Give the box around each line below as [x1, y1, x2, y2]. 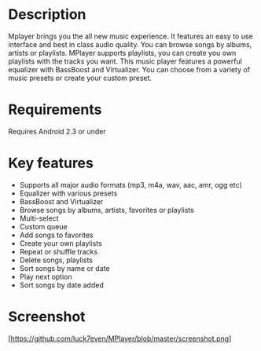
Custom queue [19, 221, 68, 231]
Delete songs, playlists [19, 255, 93, 265]
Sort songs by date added [19, 280, 104, 290]
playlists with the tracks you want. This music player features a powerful [8, 57, 242, 66]
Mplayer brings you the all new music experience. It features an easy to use [8, 31, 253, 41]
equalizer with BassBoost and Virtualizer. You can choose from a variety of [8, 64, 250, 74]
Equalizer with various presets [19, 188, 118, 198]
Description [8, 5, 86, 24]
